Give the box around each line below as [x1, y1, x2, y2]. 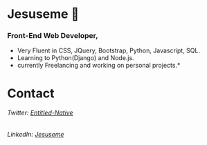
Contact [7, 86, 55, 101]
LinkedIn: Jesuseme [7, 130, 64, 138]
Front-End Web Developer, [7, 31, 98, 41]
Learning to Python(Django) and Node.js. [17, 54, 134, 62]
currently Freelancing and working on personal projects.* [17, 61, 181, 70]
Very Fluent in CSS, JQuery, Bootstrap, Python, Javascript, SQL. [17, 46, 201, 55]
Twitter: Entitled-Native [7, 108, 73, 117]
